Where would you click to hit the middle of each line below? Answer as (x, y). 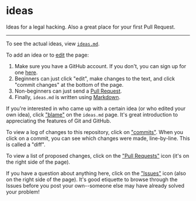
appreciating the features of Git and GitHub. (59, 121)
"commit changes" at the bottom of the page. (69, 84)
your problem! (23, 192)
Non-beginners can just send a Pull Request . (68, 91)
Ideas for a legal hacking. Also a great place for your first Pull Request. (91, 27)
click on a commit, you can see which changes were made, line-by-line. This (98, 138)
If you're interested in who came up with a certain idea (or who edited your (96, 108)
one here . (26, 72)
